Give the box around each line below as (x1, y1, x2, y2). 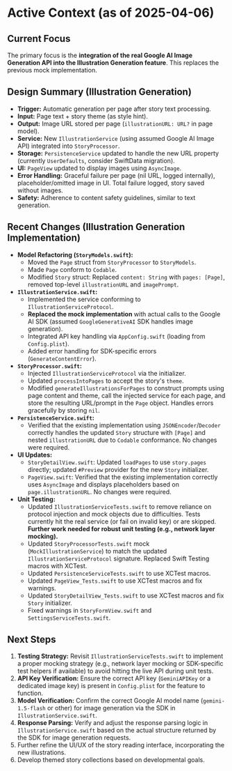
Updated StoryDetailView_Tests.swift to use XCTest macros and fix (27, 591, 224, 600)
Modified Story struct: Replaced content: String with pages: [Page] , (27, 273, 226, 281)
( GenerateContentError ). (27, 354, 97, 362)
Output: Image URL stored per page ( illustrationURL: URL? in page (17, 119, 213, 128)
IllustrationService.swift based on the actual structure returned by (17, 726, 217, 735)
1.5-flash (17, 705, 47, 712)
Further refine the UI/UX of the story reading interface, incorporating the (17, 741, 224, 749)
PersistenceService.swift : (17, 413, 95, 422)
